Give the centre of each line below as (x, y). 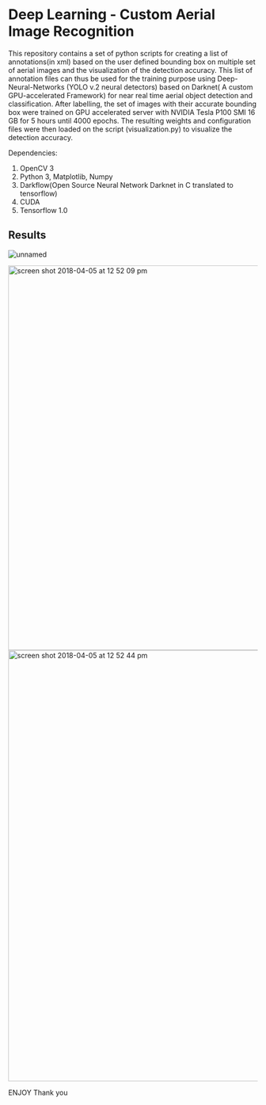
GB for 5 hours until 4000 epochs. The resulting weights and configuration (130, 120)
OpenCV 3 (36, 168)
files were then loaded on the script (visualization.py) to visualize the (120, 129)
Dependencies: (33, 153)
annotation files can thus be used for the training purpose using (112, 78)
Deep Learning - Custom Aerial (112, 15)
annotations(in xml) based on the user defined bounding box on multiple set (132, 62)
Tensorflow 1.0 (44, 210)
